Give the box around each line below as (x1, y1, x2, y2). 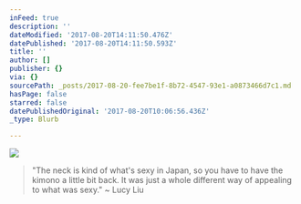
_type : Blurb (9, 115, 59, 124)
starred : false (9, 97, 67, 107)
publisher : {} (9, 65, 64, 74)
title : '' (9, 47, 47, 56)
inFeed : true (9, 13, 59, 23)
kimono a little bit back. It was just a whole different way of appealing (31, 175, 292, 186)
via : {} (9, 73, 39, 82)
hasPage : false (9, 89, 67, 98)
